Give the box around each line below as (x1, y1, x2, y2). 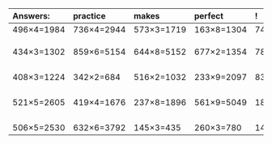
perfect (193, 11, 224, 21)
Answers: (12, 11, 50, 21)
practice (72, 11, 106, 21)
